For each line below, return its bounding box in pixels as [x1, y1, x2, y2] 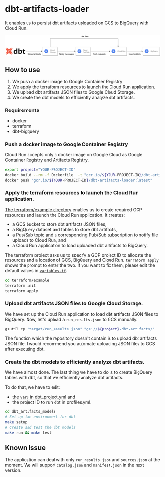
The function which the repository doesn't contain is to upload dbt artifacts [5, 335, 157, 341]
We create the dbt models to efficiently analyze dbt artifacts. [12, 94, 135, 100]
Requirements [5, 107, 40, 113]
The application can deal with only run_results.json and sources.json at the [5, 457, 161, 463]
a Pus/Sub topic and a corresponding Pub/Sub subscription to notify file [12, 232, 158, 238]
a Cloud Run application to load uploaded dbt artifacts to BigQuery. [12, 243, 148, 249]
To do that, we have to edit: [5, 384, 60, 390]
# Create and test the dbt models [5, 425, 76, 430]
